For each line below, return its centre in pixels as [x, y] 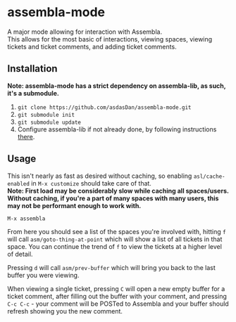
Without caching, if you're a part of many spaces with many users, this [113, 198]
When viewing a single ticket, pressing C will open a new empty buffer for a [116, 288]
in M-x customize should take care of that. [91, 183]
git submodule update [49, 122]
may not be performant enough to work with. [74, 205]
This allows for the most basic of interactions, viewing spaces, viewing [110, 39]
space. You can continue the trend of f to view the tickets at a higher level [114, 246]
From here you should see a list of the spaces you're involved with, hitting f [117, 231]
